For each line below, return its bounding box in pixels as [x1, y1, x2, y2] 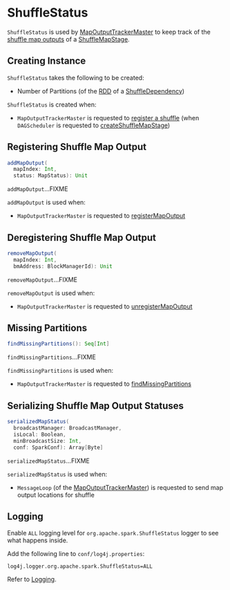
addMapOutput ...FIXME [7, 185, 68, 193]
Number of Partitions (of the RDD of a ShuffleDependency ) [17, 86, 185, 95]
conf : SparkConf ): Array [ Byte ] [13, 444, 104, 451]
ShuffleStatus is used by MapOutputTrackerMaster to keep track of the [7, 28, 211, 36]
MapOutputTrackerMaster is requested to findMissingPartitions [17, 380, 192, 388]
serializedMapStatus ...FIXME [7, 457, 90, 465]
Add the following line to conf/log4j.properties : [7, 550, 145, 558]
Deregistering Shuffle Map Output [7, 232, 157, 243]
